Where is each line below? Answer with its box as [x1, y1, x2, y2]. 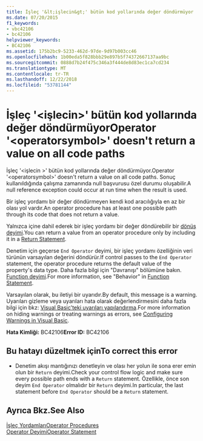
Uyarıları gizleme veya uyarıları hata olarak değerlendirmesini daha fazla [6, 297, 187, 305]
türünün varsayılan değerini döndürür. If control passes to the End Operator [6, 253, 192, 260]
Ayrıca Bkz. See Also [6, 405, 85, 416]
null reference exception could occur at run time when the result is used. [6, 186, 188, 193]
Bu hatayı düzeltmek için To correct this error [6, 346, 178, 356]
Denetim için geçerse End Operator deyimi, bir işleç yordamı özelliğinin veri [6, 247, 193, 254]
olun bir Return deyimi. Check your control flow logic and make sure [15, 368, 183, 376]
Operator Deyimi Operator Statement [6, 428, 97, 435]
